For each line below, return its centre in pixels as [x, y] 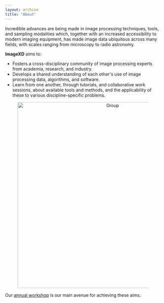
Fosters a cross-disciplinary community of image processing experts [82, 63]
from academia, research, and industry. [52, 69]
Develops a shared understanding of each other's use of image [77, 74]
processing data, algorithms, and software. [56, 79]
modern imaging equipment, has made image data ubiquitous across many [81, 39]
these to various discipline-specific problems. [59, 95]
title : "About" [21, 14]
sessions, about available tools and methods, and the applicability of [82, 90]
